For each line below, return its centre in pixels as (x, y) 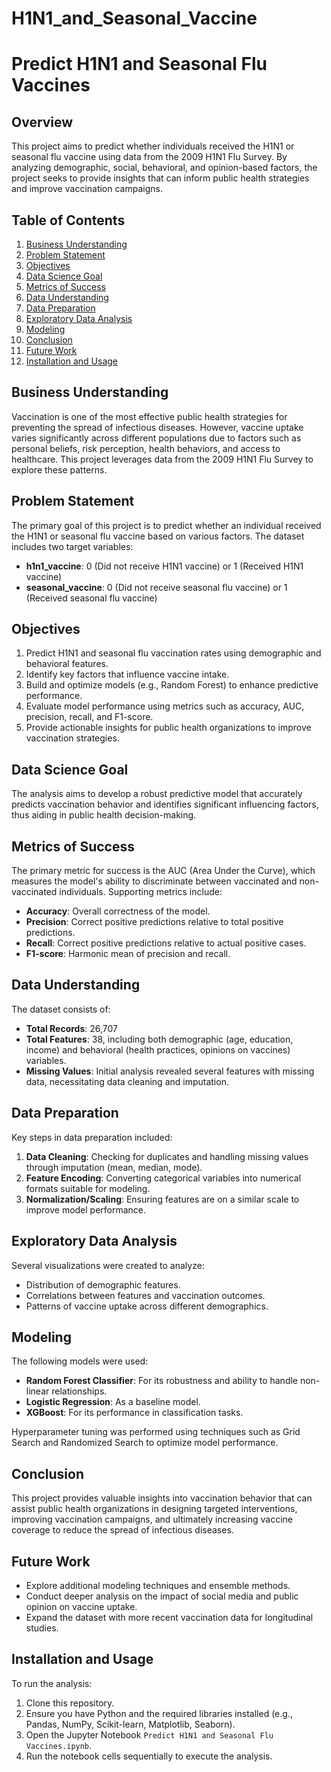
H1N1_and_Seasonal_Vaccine (134, 18)
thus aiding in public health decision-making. (104, 815)
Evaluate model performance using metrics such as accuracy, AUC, (165, 706)
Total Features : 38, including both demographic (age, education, (159, 1039)
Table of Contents (68, 220)
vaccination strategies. (72, 738)
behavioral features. (67, 664)
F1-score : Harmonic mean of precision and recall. (128, 954)
